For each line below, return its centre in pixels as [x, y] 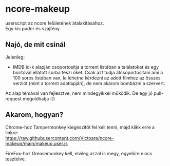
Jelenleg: [15, 57]
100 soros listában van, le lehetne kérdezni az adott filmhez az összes [87, 78]
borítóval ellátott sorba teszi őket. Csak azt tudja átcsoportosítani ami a [88, 72]
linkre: [12, 132]
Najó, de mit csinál [35, 45]
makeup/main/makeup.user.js [36, 143]
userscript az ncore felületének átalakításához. [55, 23]
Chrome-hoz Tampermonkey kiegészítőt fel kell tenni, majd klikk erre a [80, 127]
